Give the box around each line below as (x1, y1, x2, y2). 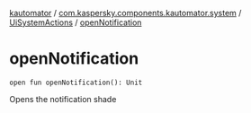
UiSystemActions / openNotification (9, 17, 142, 28)
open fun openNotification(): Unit (9, 78, 143, 87)
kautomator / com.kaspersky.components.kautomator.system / (9, 8, 242, 18)
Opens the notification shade (9, 93, 117, 104)
